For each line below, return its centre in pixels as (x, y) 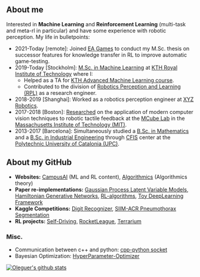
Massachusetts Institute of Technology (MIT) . (71, 124)
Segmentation (32, 215)
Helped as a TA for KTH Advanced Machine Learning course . (99, 80)
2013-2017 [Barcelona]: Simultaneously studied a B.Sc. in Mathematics (102, 131)
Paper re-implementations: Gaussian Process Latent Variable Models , (101, 189)
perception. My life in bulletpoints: (48, 37)
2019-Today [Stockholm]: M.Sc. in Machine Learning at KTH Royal (96, 67)
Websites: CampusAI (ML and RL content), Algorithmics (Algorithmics (101, 177)
